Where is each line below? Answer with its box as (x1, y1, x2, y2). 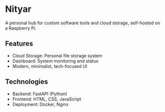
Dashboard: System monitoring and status (12, 58, 99, 64)
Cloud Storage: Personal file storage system (12, 53, 103, 58)
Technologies (5, 78, 49, 86)
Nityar (5, 3, 32, 15)
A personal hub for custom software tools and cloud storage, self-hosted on (5, 20, 160, 26)
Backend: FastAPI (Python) (12, 91, 67, 97)
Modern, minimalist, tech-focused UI (12, 63, 88, 69)
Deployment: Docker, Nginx (12, 101, 69, 107)
